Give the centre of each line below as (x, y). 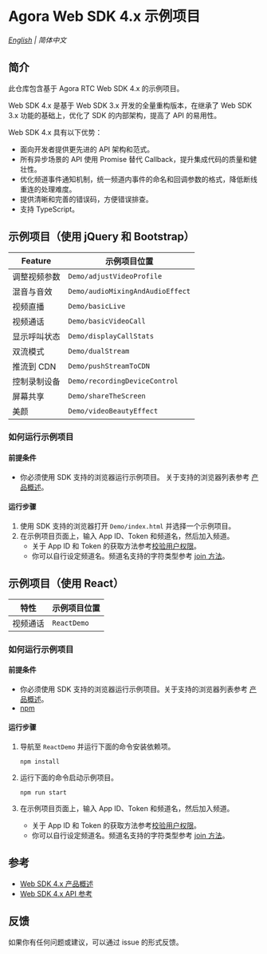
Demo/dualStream (99, 351)
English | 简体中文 (37, 40)
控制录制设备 (37, 382)
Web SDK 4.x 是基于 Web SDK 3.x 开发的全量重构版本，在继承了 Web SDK (130, 105)
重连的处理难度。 (48, 189)
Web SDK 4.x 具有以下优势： (55, 132)
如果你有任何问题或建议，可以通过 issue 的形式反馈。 (96, 942)
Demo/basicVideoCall (107, 321)
